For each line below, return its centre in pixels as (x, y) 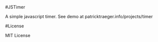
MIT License (18, 35)
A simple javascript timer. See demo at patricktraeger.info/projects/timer (79, 16)
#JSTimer (15, 7)
